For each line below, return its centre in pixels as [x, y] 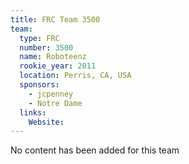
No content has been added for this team [95, 150]
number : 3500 [46, 47]
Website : [46, 122]
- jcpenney [51, 94]
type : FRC [39, 38]
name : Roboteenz [53, 57]
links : [33, 112]
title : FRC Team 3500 [55, 19]
